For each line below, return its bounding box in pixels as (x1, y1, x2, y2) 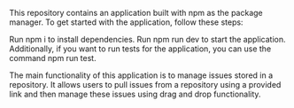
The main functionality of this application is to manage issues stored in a (9, 70, 274, 81)
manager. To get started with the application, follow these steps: (9, 17, 244, 27)
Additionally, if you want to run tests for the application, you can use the (9, 43, 272, 54)
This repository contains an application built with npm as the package (9, 8, 263, 18)
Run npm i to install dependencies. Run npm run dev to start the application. (9, 35, 286, 44)
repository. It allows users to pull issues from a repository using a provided (9, 80, 282, 89)
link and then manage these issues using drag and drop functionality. (9, 89, 261, 99)
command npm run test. (9, 53, 97, 63)
